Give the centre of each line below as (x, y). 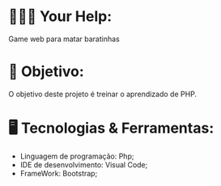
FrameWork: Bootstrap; (59, 173)
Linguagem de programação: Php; (77, 156)
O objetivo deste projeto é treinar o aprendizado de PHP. (102, 94)
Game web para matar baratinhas (64, 39)
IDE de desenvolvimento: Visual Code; (84, 164)
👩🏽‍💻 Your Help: (60, 17)
